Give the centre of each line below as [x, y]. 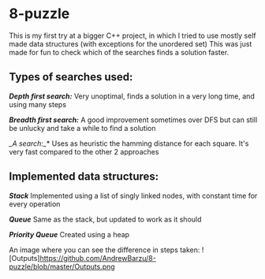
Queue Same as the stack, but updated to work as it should [105, 219]
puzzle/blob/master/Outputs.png [62, 266]
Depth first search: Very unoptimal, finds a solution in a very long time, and [132, 96]
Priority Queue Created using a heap [69, 234]
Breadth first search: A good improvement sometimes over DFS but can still [133, 120]
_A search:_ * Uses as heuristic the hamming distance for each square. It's [129, 143]
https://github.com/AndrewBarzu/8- [98, 258]
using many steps [37, 104]
